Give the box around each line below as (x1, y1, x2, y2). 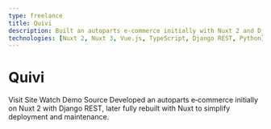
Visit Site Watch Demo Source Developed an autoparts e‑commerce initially (8, 95, 259, 105)
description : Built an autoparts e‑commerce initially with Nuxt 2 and (8, 26, 254, 34)
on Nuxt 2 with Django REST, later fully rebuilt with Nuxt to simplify (8, 103, 231, 113)
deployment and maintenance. (8, 112, 110, 122)
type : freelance (8, 11, 63, 20)
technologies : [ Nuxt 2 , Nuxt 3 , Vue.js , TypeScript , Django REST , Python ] (8, 34, 265, 42)
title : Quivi (8, 19, 52, 27)
